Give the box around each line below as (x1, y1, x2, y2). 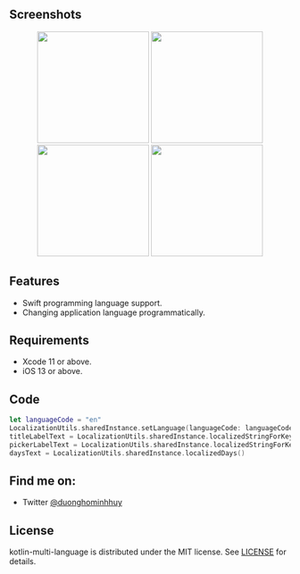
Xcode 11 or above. (21, 356, 92, 367)
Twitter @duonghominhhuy (21, 497, 123, 508)
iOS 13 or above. (21, 366, 83, 377)
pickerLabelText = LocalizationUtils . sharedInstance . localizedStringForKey (9, 440, 297, 449)
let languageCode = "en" (9, 415, 102, 425)
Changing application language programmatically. (21, 307, 205, 318)
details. (9, 556, 37, 567)
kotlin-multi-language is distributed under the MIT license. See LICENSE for (9, 546, 287, 557)
